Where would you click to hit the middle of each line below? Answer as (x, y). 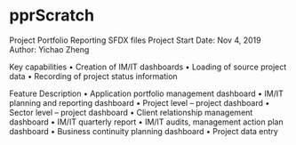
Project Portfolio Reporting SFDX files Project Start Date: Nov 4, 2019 (135, 40)
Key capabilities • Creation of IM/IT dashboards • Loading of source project (148, 67)
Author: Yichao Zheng (49, 49)
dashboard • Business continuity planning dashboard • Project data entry (144, 131)
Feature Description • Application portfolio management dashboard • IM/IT (147, 93)
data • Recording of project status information (93, 76)
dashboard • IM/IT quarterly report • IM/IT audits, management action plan (147, 122)
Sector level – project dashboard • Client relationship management (131, 112)
